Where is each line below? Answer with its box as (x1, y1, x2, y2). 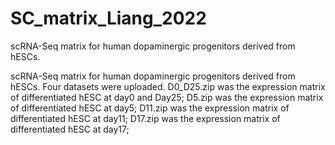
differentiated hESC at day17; (10, 123, 130, 135)
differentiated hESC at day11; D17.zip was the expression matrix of (10, 112, 281, 124)
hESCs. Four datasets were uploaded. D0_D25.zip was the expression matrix (10, 80, 326, 92)
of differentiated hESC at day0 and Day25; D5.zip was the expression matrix (10, 91, 324, 103)
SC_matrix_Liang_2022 (10, 7, 207, 30)
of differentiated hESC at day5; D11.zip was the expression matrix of (10, 102, 290, 114)
